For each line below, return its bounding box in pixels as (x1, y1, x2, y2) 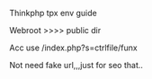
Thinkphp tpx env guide (9, 8, 97, 18)
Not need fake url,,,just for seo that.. (9, 60, 144, 70)
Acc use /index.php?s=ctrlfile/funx (9, 42, 138, 53)
